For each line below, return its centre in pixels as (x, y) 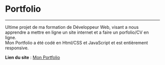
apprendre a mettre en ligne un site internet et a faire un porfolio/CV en (77, 32)
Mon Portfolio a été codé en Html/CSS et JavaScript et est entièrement (77, 43)
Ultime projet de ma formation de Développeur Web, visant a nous (72, 27)
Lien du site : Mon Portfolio (33, 57)
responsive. (17, 48)
